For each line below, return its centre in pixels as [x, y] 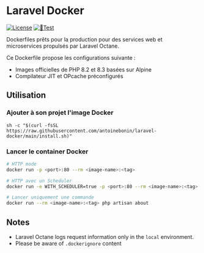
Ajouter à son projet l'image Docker [60, 112]
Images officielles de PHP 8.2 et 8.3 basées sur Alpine [83, 69]
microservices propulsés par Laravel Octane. [63, 46]
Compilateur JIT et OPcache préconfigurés [69, 76]
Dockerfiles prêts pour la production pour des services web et [85, 39]
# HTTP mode [21, 164]
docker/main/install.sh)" [39, 136]
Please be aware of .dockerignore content [68, 243]
